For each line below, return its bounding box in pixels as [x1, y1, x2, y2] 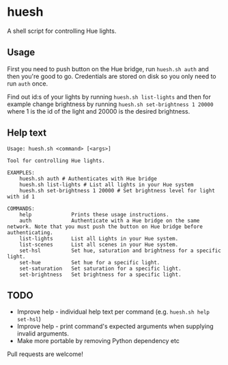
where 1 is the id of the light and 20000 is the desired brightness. [7, 107, 190, 115]
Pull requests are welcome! [7, 350, 83, 358]
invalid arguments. [16, 329, 70, 338]
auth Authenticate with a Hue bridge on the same [19, 217, 200, 224]
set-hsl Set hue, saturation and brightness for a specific [19, 247, 222, 254]
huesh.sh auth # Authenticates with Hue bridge [19, 175, 157, 182]
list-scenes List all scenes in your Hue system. [19, 241, 179, 248]
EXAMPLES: [7, 169, 35, 176]
